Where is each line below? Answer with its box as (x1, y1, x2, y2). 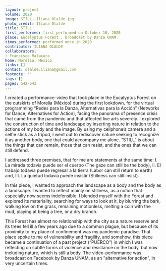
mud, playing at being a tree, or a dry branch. (5, 209, 98, 215)
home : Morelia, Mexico (5, 58, 52, 63)
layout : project (5, 7, 39, 12)
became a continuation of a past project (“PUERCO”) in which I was (5, 239, 143, 245)
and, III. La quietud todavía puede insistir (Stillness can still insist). (5, 172, 140, 178)
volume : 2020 (5, 12, 32, 17)
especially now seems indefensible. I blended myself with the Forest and (5, 193, 154, 199)
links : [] (5, 62, 26, 67)
